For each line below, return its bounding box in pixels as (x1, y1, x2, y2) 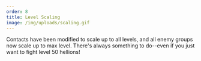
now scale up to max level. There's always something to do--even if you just (6, 42, 195, 49)
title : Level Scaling (6, 14, 61, 20)
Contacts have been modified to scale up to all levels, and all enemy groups (6, 36, 193, 43)
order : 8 (6, 8, 28, 15)
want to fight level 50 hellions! (6, 49, 80, 56)
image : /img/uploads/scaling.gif (6, 20, 90, 25)
